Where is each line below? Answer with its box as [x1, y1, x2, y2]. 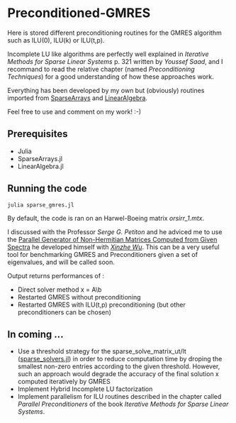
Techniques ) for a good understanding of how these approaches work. [7, 72, 214, 81]
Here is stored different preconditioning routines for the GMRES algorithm [7, 28, 222, 37]
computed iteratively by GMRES [17, 378, 111, 386]
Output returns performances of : [7, 271, 105, 280]
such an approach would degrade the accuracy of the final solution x [17, 370, 220, 378]
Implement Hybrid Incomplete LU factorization [17, 385, 153, 393]
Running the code [7, 182, 87, 194]
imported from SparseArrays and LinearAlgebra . [7, 94, 147, 102]
